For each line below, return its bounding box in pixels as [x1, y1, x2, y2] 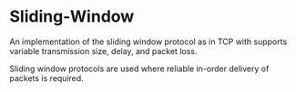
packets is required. [9, 72, 84, 83]
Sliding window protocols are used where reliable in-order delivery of [9, 63, 270, 74]
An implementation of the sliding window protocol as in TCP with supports [9, 36, 288, 47]
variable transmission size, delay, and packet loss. [9, 45, 198, 56]
